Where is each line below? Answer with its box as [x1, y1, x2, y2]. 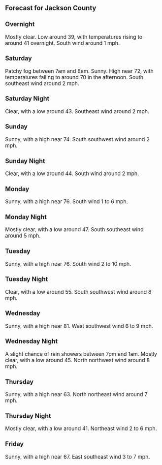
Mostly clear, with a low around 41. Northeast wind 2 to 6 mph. [5, 425, 158, 432]
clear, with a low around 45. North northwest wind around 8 [5, 357, 150, 364]
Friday [5, 440, 24, 448]
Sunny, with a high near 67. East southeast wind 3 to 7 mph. [5, 453, 150, 460]
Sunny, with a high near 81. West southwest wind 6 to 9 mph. [5, 322, 154, 329]
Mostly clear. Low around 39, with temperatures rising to [5, 33, 143, 40]
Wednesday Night [5, 337, 58, 345]
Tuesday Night [5, 275, 48, 283]
